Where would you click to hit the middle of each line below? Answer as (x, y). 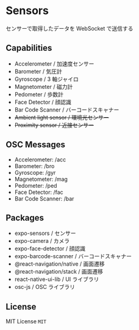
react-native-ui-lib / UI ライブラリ (57, 279)
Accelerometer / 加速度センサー (54, 63)
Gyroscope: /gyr (35, 172)
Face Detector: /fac (39, 192)
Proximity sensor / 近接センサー (54, 125)
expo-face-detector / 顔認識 (50, 248)
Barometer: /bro (34, 166)
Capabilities (29, 48)
